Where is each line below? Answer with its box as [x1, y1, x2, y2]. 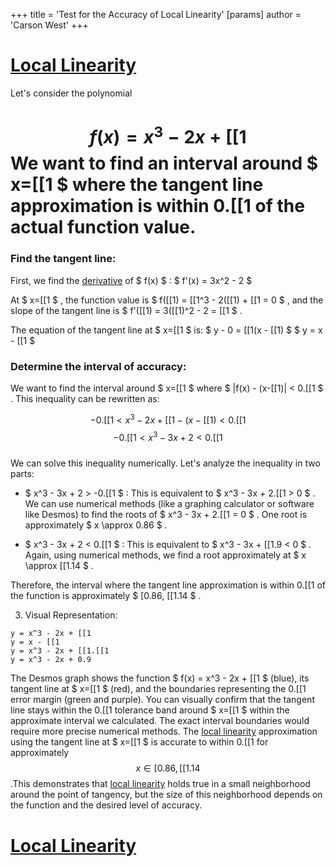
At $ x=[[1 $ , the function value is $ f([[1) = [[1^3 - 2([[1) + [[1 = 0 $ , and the [10, 294, 324, 306]
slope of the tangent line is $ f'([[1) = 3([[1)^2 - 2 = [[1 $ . [10, 304, 243, 316]
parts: [10, 468, 35, 480]
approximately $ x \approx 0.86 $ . [24, 519, 168, 531]
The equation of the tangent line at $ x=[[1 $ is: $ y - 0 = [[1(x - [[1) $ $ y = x [10, 324, 323, 336]
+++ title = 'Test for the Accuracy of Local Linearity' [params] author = [10, 9, 302, 20]
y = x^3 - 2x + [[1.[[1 [10, 646, 110, 656]
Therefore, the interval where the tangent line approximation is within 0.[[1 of [10, 579, 326, 591]
